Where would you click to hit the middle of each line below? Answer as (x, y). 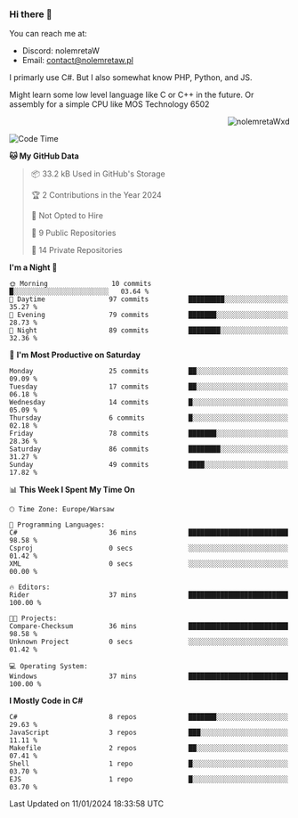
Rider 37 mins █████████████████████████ (149, 595)
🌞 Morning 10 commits (81, 284)
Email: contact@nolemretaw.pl (77, 61)
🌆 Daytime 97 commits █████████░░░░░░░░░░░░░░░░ (149, 299)
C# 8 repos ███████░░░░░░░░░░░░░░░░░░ (149, 717)
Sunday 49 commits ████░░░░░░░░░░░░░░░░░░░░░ (149, 465)
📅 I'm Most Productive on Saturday (75, 355)
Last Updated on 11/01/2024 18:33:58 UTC (87, 804)
